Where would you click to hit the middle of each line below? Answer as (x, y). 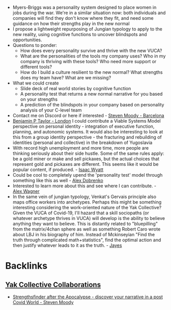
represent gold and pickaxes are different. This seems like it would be (85, 164)
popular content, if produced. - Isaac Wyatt (58, 170)
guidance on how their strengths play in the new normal (71, 23)
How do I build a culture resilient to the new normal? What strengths (91, 72)
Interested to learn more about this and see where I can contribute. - (84, 186)
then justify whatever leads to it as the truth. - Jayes (67, 245)
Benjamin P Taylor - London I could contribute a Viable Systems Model (87, 121)
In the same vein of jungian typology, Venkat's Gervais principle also (84, 196)
